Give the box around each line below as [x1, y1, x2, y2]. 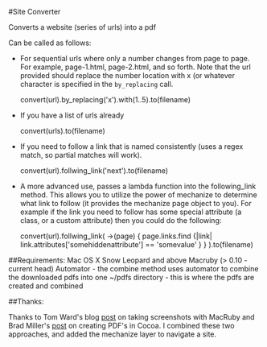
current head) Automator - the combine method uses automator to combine [8, 264, 259, 273]
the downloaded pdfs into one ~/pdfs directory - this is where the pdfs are [8, 273, 255, 282]
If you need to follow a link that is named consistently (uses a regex [19, 142, 244, 151]
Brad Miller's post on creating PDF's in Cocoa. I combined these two [8, 321, 235, 330]
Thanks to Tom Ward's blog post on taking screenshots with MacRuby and [8, 312, 255, 321]
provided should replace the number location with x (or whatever [19, 71, 236, 80]
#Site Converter [8, 7, 61, 16]
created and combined [8, 281, 84, 291]
